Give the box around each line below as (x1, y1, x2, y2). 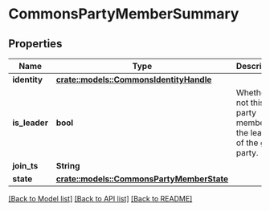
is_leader (12, 117, 48, 128)
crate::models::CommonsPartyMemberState (55, 173, 229, 185)
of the (235, 137, 259, 148)
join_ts (12, 160, 39, 171)
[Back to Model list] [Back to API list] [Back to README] (8, 194, 193, 203)
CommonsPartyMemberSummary (8, 5, 239, 23)
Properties (8, 37, 63, 51)
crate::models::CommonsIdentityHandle (55, 74, 212, 85)
